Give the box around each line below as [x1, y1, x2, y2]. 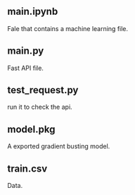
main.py [7, 45, 44, 57]
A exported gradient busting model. [7, 142, 110, 150]
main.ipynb [7, 6, 58, 18]
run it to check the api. [7, 102, 72, 112]
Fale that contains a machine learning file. [7, 24, 129, 32]
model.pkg [7, 123, 56, 135]
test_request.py [7, 84, 79, 96]
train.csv [7, 162, 48, 175]
